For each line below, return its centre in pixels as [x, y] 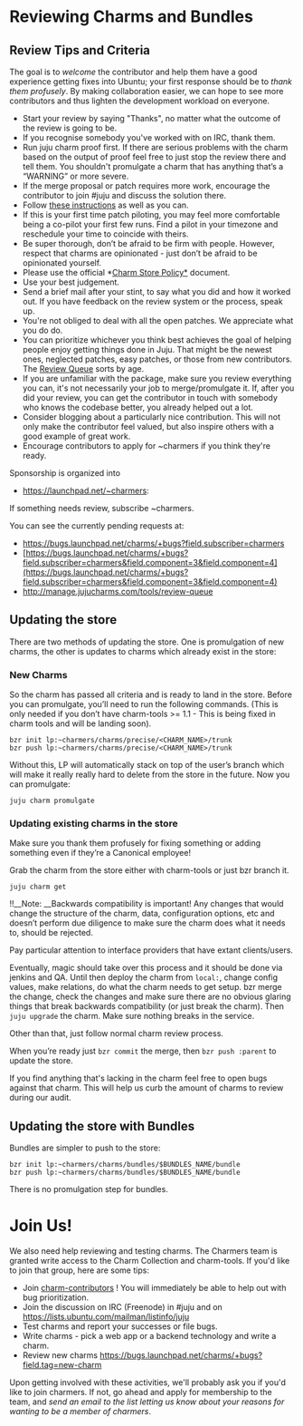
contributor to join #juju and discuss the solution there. [124, 195]
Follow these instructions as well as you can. [105, 205]
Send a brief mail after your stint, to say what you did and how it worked [156, 291]
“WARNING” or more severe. [76, 176]
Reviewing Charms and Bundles [131, 17]
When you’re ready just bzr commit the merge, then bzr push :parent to [143, 1051]
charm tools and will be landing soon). [80, 723]
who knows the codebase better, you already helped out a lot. [137, 407]
